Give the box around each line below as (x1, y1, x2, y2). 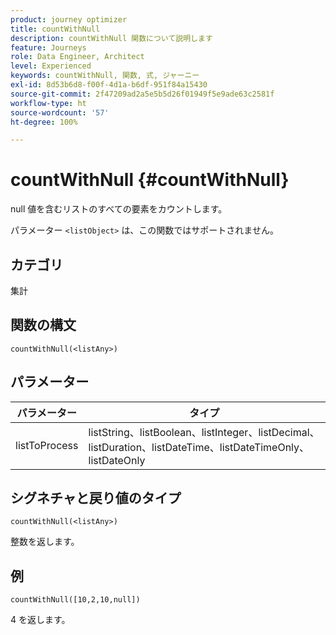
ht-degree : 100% (10, 117, 78, 127)
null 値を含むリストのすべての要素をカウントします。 (10, 203, 228, 215)
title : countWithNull (10, 24, 101, 34)
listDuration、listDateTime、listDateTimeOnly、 (88, 440, 310, 454)
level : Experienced (10, 61, 92, 71)
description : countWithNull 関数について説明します (10, 33, 213, 43)
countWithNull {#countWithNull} (10, 169, 290, 191)
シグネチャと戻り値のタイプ (10, 490, 182, 507)
